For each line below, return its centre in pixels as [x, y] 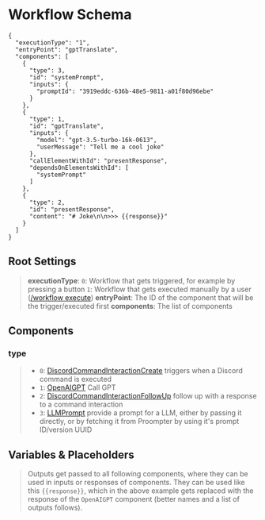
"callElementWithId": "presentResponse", [98, 160]
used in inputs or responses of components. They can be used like [136, 483]
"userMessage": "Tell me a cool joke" [100, 147]
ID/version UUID [66, 429]
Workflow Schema [70, 15]
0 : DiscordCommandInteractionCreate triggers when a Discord [141, 371]
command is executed [76, 379]
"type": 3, [47, 70]
